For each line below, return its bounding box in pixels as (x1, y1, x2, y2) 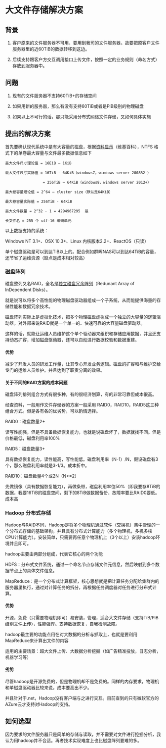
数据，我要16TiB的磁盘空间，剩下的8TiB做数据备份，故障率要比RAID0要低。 (5, 490, 160, 496)
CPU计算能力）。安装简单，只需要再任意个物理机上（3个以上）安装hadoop (5, 534, 156, 540)
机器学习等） (5, 654, 31, 660)
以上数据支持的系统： (5, 227, 48, 233)
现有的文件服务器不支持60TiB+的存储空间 (12, 93, 97, 99)
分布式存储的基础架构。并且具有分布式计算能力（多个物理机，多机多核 (9, 528, 152, 534)
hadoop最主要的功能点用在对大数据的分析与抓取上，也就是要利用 (5, 631, 138, 637)
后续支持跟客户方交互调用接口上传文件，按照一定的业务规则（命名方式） (12, 56, 160, 62)
